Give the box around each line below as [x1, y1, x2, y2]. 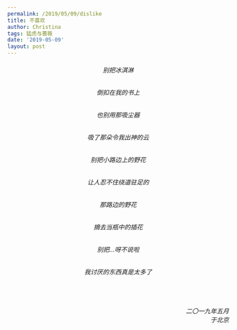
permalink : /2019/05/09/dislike [7, 10, 102, 18]
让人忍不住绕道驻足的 [87, 177, 149, 186]
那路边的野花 [99, 200, 137, 208]
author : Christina [7, 23, 61, 30]
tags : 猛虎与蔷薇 [7, 30, 53, 37]
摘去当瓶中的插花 [94, 222, 143, 231]
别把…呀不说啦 [96, 245, 140, 253]
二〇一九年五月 [186, 307, 229, 315]
